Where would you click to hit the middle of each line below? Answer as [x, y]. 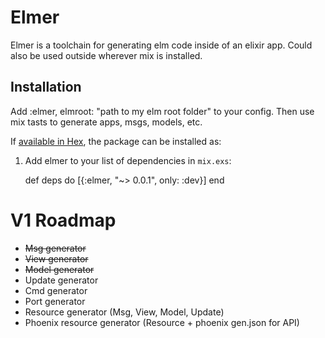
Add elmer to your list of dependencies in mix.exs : [128, 160]
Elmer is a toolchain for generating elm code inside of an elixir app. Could [161, 45]
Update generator [61, 280]
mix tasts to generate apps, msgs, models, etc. [106, 122]
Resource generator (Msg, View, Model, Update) [124, 312]
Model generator [59, 269]
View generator [56, 258]
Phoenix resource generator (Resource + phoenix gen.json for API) [162, 322]
